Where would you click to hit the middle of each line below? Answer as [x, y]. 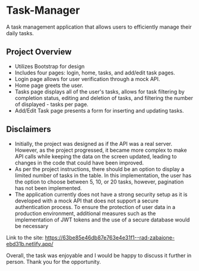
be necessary [31, 226]
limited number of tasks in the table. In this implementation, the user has [103, 175]
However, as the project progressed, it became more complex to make [101, 150]
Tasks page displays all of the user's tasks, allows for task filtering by [100, 91]
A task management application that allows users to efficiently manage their [99, 27]
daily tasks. [20, 33]
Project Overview [39, 52]
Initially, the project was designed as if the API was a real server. [93, 144]
